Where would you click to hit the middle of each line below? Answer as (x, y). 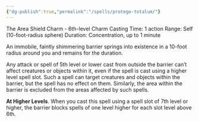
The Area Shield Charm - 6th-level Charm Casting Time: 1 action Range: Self (99, 29)
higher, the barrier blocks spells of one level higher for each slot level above (99, 107)
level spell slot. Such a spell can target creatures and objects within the (93, 77)
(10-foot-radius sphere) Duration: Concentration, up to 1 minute (83, 35)
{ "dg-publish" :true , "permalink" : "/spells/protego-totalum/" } (83, 12)
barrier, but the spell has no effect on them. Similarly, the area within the (94, 83)
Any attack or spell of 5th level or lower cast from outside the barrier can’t (97, 64)
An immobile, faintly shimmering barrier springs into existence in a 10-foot (97, 46)
